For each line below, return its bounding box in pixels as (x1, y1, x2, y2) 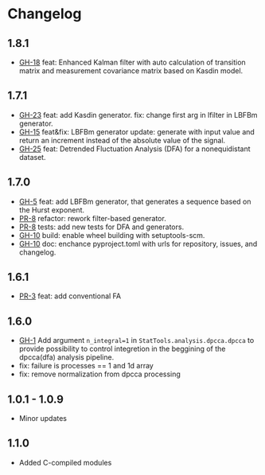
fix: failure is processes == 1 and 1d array (18, 361, 154, 371)
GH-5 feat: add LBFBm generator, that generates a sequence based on (18, 197, 251, 206)
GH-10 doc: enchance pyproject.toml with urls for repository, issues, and (18, 239, 258, 248)
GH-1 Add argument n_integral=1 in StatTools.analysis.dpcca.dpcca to (18, 336, 255, 345)
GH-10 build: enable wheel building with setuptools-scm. (18, 230, 205, 239)
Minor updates (18, 414, 67, 423)
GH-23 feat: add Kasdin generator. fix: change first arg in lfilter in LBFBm (18, 110, 258, 119)
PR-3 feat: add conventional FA (18, 291, 122, 301)
